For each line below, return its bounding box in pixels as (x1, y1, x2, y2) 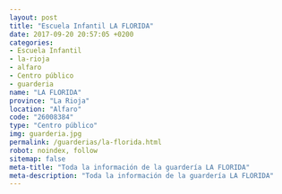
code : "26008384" (9, 113, 74, 122)
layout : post (9, 13, 58, 22)
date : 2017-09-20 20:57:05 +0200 (9, 30, 134, 38)
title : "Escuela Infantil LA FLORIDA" (9, 21, 154, 30)
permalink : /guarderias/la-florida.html (9, 138, 163, 147)
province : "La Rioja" (9, 96, 90, 105)
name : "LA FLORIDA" (9, 88, 82, 97)
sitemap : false (9, 154, 66, 164)
